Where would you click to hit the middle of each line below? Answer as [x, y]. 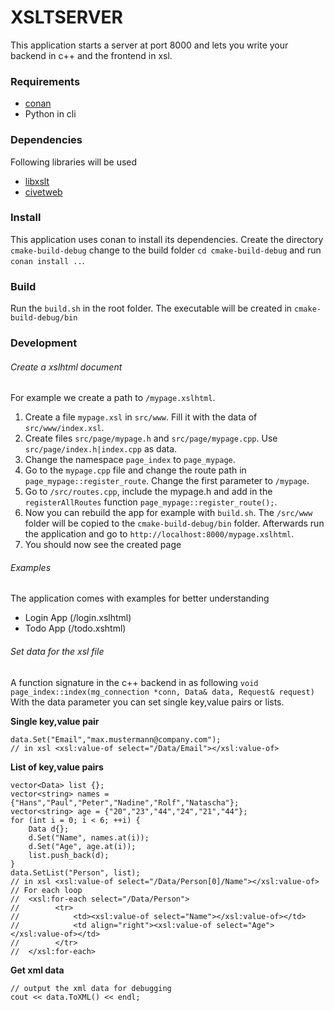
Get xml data [37, 970]
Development [44, 343]
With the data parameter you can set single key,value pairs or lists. [147, 702]
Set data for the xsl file [57, 652]
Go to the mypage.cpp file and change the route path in [135, 470]
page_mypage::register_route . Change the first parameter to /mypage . [167, 481]
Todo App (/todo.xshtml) [75, 628]
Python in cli [50, 114]
